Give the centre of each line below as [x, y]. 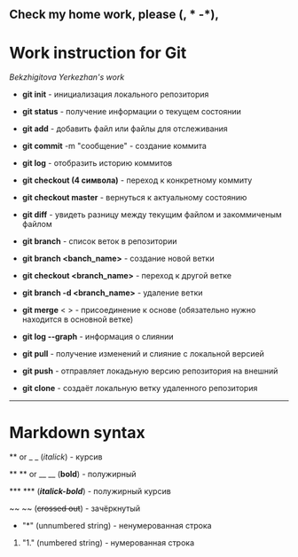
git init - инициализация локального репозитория [115, 94]
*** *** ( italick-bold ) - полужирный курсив [90, 491]
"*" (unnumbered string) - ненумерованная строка [117, 526]
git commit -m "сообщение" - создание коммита [114, 146]
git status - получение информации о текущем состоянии [132, 112]
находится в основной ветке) [78, 319]
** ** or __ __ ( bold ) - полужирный [73, 475]
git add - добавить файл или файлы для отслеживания [125, 129]
